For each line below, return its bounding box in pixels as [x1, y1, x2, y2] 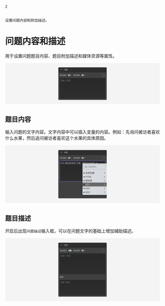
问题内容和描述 [5, 36, 66, 47]
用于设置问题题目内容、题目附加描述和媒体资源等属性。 [5, 53, 117, 59]
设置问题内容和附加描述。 [5, 18, 49, 23]
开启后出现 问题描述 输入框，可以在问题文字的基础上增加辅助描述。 [5, 228, 136, 234]
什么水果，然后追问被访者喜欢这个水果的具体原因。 [5, 135, 109, 141]
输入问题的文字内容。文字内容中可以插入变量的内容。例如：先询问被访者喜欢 [5, 129, 160, 135]
